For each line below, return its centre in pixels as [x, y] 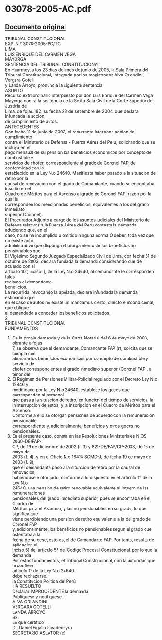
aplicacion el [25, 545]
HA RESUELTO [26, 586]
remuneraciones [28, 493]
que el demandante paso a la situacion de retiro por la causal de [76, 467]
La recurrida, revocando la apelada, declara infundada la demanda [72, 292]
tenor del [21, 374]
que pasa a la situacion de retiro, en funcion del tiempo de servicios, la [83, 400]
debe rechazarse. [30, 576]
